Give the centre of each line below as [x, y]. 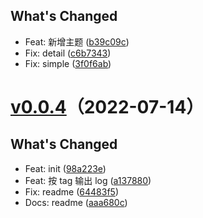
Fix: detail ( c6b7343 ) [68, 53]
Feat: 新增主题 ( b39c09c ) [77, 41]
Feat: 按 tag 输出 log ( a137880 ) [88, 180]
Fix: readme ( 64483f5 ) [71, 191]
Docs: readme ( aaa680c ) [76, 202]
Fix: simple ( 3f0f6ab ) [68, 63]
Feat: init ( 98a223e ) [65, 168]
